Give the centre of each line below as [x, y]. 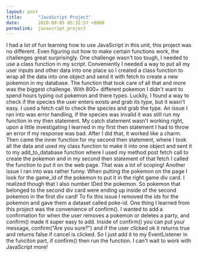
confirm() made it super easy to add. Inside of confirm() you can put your [96, 222]
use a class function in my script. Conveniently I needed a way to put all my [98, 64]
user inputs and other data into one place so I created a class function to [95, 70]
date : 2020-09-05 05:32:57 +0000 [55, 23]
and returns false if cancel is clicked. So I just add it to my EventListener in [97, 235]
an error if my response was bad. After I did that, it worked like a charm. [94, 134]
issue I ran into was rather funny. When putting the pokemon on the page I [97, 171]
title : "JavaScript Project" [49, 17]
